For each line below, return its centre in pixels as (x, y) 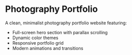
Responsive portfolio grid (38, 43)
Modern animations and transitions (48, 48)
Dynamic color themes (35, 38)
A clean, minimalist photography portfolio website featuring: (66, 23)
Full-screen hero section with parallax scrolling (60, 32)
